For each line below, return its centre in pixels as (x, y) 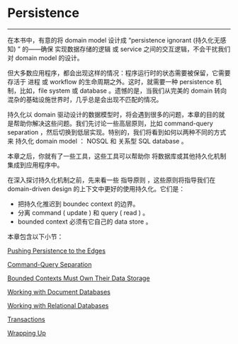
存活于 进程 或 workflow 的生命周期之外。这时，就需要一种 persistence (110, 81)
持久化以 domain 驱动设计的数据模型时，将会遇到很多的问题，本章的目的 (113, 114)
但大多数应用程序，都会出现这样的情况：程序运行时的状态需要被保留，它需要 (119, 73)
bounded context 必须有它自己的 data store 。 (85, 222)
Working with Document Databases (59, 292)
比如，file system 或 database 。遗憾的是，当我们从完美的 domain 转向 (123, 91)
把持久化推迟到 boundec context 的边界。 (78, 204)
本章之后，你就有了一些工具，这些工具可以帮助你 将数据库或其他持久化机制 (117, 156)
